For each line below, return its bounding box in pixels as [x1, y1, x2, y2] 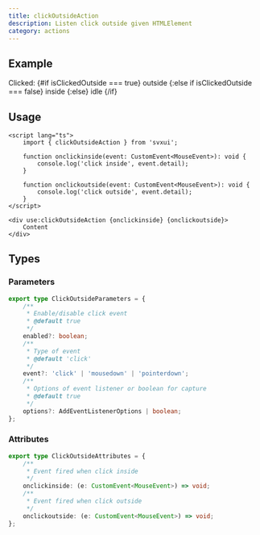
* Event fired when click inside [26, 467, 138, 475]
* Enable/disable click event [26, 310, 128, 318]
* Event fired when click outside [26, 497, 142, 505]
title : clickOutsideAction [8, 11, 99, 20]
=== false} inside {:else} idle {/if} [8, 86, 118, 97]
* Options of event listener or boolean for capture [26, 385, 207, 393]
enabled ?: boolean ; [23, 332, 89, 341]
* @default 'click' [26, 354, 92, 363]
